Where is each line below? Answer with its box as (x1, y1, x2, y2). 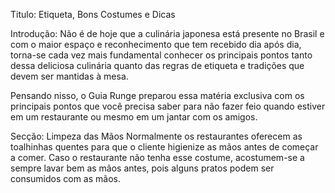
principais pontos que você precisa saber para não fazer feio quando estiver (10, 100, 326, 112)
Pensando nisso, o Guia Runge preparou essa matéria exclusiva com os (10, 90, 305, 101)
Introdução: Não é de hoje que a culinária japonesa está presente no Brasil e (10, 28, 325, 39)
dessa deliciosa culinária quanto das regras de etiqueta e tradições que (10, 60, 305, 71)
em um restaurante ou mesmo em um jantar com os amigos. (10, 111, 258, 123)
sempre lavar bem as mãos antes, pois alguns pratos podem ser (10, 162, 275, 174)
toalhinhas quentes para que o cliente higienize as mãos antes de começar (10, 141, 319, 153)
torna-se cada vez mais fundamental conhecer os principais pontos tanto (10, 49, 313, 61)
